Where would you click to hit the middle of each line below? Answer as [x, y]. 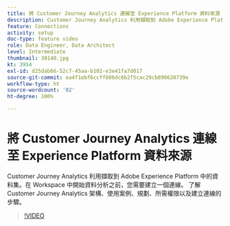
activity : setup [30, 33]
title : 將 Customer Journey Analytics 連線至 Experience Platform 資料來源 [114, 13]
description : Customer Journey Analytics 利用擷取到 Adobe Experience [107, 20]
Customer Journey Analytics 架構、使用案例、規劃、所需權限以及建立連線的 [114, 193]
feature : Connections [38, 26]
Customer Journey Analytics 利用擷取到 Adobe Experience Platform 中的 [110, 176]
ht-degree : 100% [30, 97]
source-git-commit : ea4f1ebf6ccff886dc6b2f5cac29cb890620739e [98, 77]
